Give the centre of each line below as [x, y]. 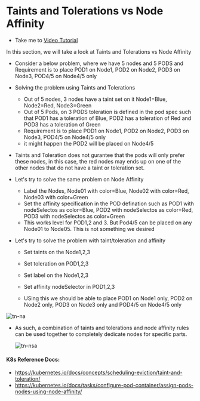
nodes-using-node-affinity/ [48, 391]
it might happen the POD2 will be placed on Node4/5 [89, 143]
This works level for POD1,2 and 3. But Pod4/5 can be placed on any [108, 223]
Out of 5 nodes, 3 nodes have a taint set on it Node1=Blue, [95, 99]
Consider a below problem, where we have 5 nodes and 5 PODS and [99, 63]
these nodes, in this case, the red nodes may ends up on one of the [98, 161]
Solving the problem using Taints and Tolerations [75, 87]
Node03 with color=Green [56, 197]
